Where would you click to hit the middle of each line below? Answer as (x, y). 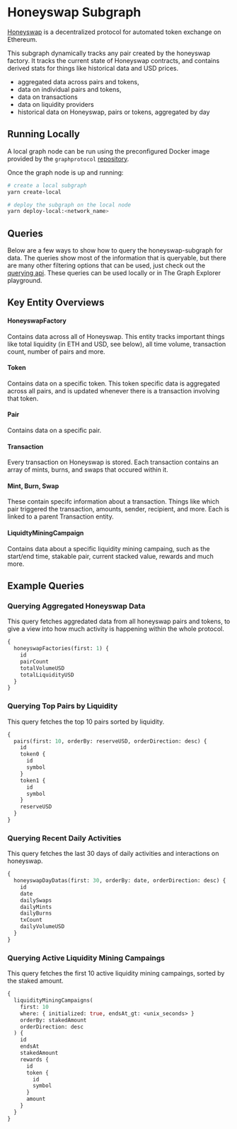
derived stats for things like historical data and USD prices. (93, 68)
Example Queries (46, 586)
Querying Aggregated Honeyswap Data (76, 606)
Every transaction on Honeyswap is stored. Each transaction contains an (113, 462)
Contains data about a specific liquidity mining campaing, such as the (109, 548)
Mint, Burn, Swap (33, 486)
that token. (23, 398)
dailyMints (36, 907)
